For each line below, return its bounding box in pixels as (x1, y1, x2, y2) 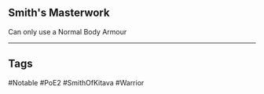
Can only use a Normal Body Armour (8, 27, 127, 36)
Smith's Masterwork (8, 6, 110, 20)
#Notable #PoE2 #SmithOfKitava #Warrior (8, 78, 145, 87)
